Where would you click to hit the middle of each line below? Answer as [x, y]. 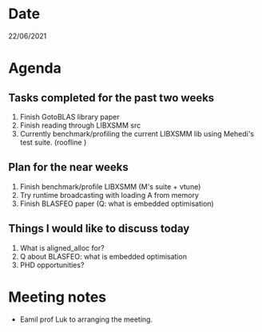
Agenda [35, 68]
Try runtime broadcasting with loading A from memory [109, 195]
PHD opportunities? [52, 265]
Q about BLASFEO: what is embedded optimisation [103, 256]
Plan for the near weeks [69, 167]
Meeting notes [57, 297]
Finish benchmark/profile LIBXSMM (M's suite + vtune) [110, 186]
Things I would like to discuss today [99, 229]
